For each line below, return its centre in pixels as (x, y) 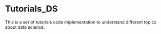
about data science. (25, 27)
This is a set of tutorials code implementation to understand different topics (81, 22)
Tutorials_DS (31, 9)
